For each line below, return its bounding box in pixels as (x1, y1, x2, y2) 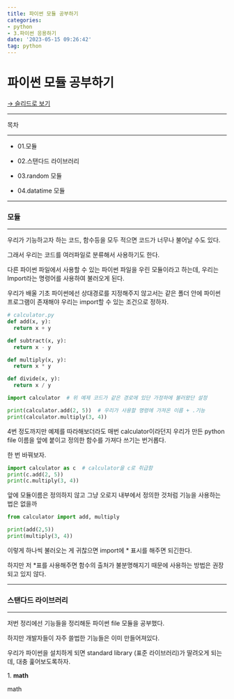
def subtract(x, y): (7, 337, 68, 344)
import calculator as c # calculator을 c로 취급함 (7, 465, 153, 472)
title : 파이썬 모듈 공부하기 (7, 10, 79, 17)
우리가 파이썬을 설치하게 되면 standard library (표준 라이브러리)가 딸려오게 (7, 649, 210, 657)
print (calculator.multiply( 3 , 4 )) (7, 413, 108, 421)
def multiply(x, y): (7, 356, 68, 363)
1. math (7, 671, 29, 680)
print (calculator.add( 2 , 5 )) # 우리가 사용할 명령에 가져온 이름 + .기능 (7, 407, 205, 414)
